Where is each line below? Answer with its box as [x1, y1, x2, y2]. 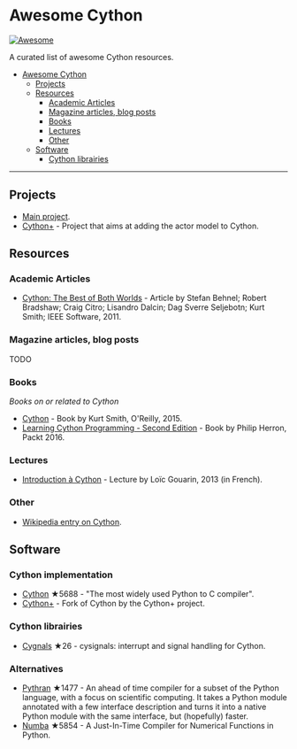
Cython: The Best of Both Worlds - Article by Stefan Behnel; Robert [21, 293, 267, 304]
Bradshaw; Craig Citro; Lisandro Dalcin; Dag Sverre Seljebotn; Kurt [21, 302, 265, 313]
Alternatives [9, 662, 64, 675]
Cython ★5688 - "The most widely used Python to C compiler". [21, 589, 255, 599]
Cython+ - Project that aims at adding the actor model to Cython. [21, 220, 259, 231]
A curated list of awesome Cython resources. [9, 51, 174, 62]
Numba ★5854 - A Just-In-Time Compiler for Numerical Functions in [21, 720, 274, 730]
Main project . [21, 211, 71, 221]
